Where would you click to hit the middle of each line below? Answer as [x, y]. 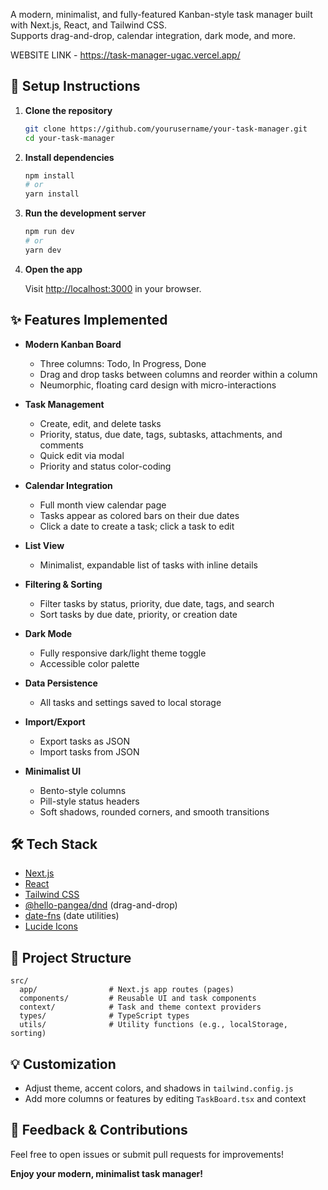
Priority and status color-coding [105, 466]
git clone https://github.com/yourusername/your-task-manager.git [166, 129]
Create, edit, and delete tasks [100, 423]
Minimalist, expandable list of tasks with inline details [148, 565]
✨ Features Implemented [89, 320]
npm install [49, 175]
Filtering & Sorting [63, 584]
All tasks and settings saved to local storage [130, 702]
